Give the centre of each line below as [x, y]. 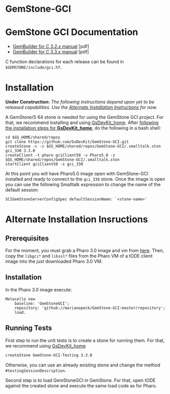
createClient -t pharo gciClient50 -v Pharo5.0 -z [60, 155]
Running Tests [29, 328]
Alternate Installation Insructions [77, 219]
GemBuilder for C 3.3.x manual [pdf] [51, 52]
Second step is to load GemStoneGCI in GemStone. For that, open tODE [80, 380]
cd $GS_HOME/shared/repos [33, 138]
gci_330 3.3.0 [20, 151]
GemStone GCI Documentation [72, 32]
